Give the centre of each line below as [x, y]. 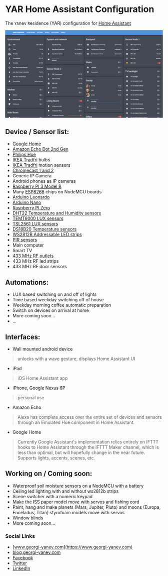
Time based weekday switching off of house [58, 300]
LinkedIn [21, 568]
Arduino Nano [27, 202]
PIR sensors [25, 240]
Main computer [28, 245]
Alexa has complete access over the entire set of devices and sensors [89, 417]
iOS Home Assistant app [42, 378]
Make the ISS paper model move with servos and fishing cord [76, 502]
